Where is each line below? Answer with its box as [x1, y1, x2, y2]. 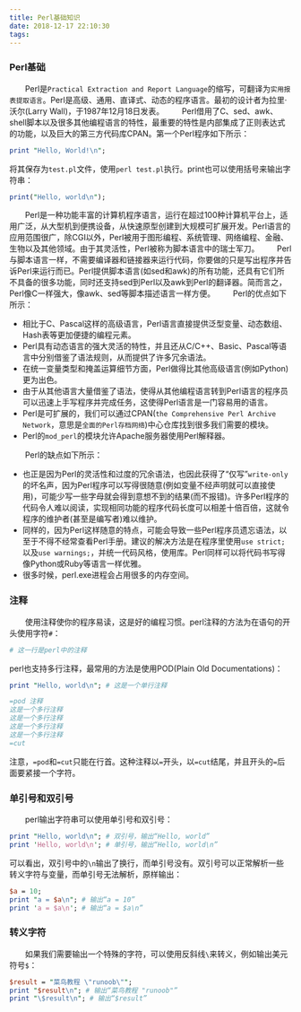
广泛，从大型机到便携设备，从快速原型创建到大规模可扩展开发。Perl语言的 [16, 221, 291, 231]
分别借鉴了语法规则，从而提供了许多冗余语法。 [38, 352, 211, 363]
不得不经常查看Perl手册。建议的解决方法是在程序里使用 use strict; [38, 536, 286, 547]
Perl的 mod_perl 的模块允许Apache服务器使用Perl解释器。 [21, 431, 230, 441]
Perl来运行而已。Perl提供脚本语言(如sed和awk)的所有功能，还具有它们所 [16, 266, 285, 276]
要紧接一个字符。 [16, 767, 81, 778]
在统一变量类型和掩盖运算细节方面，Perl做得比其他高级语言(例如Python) [21, 363, 289, 374]
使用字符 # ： [16, 627, 61, 638]
